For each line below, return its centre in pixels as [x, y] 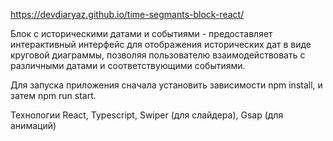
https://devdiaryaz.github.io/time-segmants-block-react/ [127, 14]
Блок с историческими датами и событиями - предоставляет [141, 33]
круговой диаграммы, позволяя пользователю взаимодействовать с [158, 55]
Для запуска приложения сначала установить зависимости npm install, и [166, 85]
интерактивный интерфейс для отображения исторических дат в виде [161, 44]
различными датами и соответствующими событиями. [128, 65]
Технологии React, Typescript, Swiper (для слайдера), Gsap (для [147, 115]
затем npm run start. [53, 95]
